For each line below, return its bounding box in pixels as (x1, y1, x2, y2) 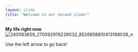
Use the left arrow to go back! (5, 41, 67, 47)
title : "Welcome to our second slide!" (5, 12, 90, 17)
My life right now (5, 26, 42, 32)
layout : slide (5, 7, 36, 13)
